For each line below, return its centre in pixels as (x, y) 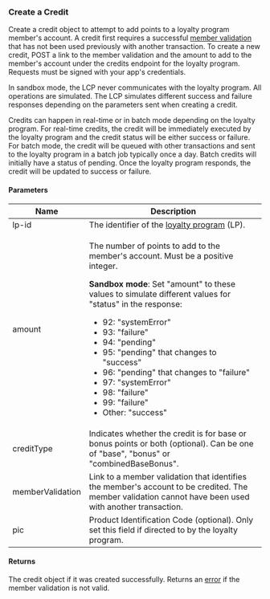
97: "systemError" (137, 382)
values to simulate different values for (160, 294)
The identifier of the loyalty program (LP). (167, 225)
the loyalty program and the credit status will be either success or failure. (129, 137)
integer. (103, 266)
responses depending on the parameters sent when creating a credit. (123, 105)
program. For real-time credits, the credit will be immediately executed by (130, 129)
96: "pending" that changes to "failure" (176, 372)
